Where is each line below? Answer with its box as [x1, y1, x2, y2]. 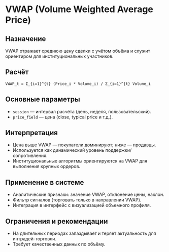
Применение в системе [5, 178, 84, 187]
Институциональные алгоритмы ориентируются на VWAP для [12, 158, 147, 164]
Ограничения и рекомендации [5, 217, 108, 226]
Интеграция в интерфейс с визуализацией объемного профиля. [12, 202, 151, 208]
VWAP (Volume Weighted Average [5, 4, 154, 15]
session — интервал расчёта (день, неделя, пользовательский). [12, 108, 151, 114]
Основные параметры [5, 95, 80, 104]
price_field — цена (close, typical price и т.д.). [12, 114, 113, 120]
